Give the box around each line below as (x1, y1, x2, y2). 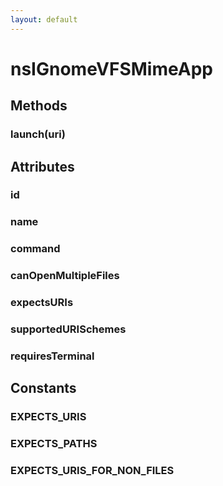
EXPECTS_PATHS (10, 437, 98, 451)
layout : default (10, 14, 78, 25)
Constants (10, 380, 77, 397)
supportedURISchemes (10, 322, 127, 336)
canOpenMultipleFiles (10, 269, 120, 283)
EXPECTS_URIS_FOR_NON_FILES (10, 464, 175, 478)
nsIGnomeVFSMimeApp (10, 57, 213, 80)
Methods (10, 97, 68, 115)
